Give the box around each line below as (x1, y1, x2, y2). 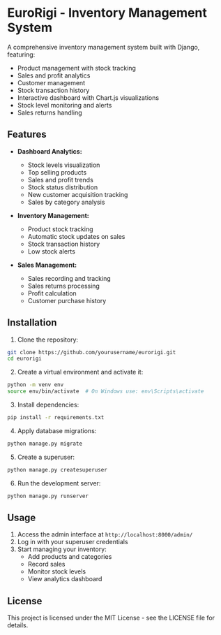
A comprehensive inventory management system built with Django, (7, 43, 200, 51)
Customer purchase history (27, 296, 107, 305)
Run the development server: (17, 479, 101, 487)
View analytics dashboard (27, 575, 102, 583)
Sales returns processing (27, 282, 100, 290)
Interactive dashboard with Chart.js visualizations (17, 93, 159, 102)
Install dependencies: (17, 400, 79, 409)
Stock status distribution (27, 183, 98, 191)
